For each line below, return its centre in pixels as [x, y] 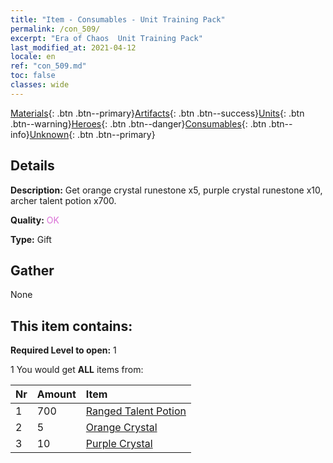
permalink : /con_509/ [55, 29]
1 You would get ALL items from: [77, 370]
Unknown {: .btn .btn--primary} [92, 134]
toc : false [33, 76]
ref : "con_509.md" [48, 66]
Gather [32, 270]
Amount [56, 394]
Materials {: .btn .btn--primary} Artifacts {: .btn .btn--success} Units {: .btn [157, 113]
